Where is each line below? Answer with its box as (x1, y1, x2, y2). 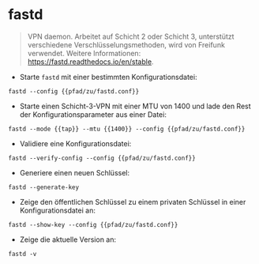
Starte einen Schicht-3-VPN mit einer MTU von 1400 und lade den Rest (19, 101, 251, 111)
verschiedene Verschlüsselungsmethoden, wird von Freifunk (27, 40, 225, 49)
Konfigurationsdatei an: (19, 206, 96, 215)
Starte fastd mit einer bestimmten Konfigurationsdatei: (19, 72, 197, 81)
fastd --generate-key (8, 183, 80, 191)
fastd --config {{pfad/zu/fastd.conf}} (8, 87, 140, 96)
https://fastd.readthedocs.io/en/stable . (27, 57, 154, 66)
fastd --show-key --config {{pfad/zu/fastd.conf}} (8, 221, 178, 228)
